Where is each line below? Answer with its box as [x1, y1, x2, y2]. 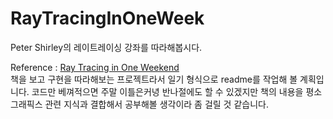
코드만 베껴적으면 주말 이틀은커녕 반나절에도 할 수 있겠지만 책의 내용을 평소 [31, 85, 323, 97]
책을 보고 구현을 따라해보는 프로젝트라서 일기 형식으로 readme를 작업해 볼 [10, 73, 298, 85]
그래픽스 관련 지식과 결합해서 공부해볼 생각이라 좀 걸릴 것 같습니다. [10, 98, 269, 110]
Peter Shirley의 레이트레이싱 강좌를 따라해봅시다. [10, 41, 203, 53]
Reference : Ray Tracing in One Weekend [10, 61, 180, 73]
